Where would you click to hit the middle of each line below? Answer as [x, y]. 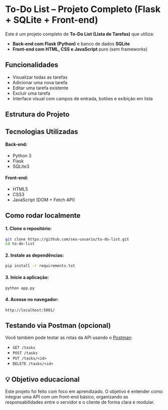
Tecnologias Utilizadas [42, 131]
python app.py [20, 288]
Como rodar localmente [43, 216]
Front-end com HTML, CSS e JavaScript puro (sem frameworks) [80, 49]
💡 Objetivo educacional [43, 379]
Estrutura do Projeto [37, 114]
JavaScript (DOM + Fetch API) [44, 200]
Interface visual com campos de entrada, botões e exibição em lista [82, 98]
